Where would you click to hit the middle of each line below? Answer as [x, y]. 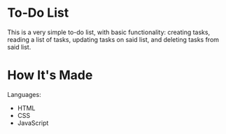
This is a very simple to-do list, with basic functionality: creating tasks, [109, 32]
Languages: [24, 94]
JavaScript [33, 123]
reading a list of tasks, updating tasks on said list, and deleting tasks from [113, 39]
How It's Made [50, 75]
